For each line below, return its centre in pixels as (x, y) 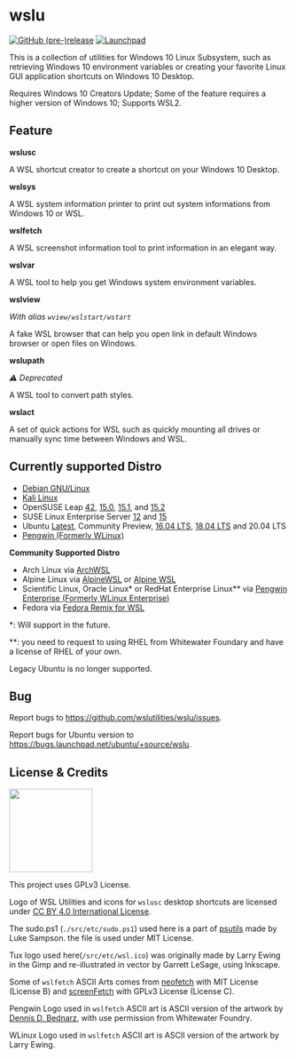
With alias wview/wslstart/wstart (70, 316)
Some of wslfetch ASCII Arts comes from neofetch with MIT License (134, 982)
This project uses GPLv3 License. (70, 885)
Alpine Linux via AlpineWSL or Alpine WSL (99, 579)
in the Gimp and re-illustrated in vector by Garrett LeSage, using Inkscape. (145, 965)
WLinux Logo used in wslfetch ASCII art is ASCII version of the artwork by (144, 1035)
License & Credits (59, 772)
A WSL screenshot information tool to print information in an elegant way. (143, 247)
